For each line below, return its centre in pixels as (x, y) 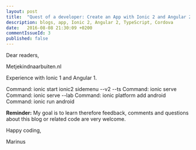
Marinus (16, 142)
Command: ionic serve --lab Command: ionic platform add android (86, 95)
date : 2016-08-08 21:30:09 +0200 (49, 28)
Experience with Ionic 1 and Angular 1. (52, 78)
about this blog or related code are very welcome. (66, 119)
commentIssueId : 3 (28, 33)
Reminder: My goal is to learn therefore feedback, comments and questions (97, 113)
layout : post (22, 11)
